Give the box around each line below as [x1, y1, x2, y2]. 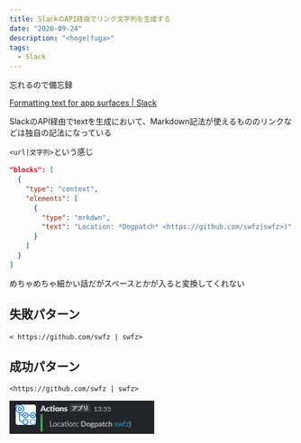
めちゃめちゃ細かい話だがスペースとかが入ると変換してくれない [9, 277, 245, 288]
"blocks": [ [9, 166, 54, 175]
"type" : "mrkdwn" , [41, 212, 111, 222]
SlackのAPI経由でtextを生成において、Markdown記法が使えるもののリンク [9, 116, 285, 127]
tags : [9, 43, 30, 52]
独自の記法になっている [24, 127, 113, 139]
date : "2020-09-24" [9, 23, 83, 33]
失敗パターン [9, 307, 80, 322]
